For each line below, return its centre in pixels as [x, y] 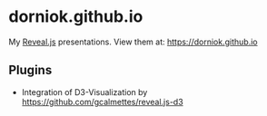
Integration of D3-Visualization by [84, 92]
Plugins [30, 70]
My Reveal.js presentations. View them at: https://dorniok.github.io [133, 42]
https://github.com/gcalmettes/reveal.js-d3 [102, 101]
